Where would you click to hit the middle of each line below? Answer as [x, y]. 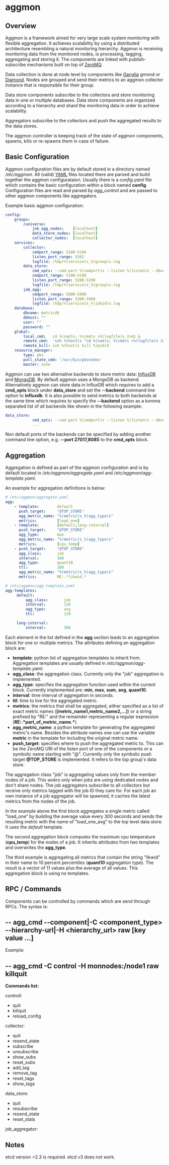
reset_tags [23, 1078]
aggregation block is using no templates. [47, 873]
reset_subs [24, 1062]
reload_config [27, 1016]
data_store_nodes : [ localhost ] [65, 234]
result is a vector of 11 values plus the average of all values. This [72, 868]
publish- [138, 59]
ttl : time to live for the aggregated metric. [55, 701]
